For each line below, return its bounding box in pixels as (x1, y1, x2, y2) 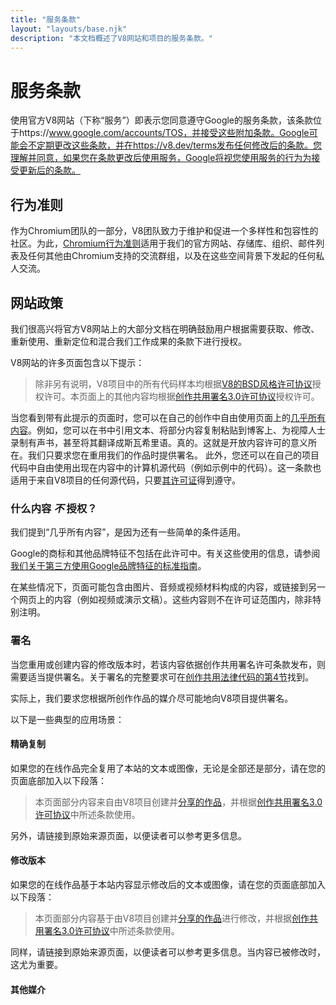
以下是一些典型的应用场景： (10, 713, 125, 725)
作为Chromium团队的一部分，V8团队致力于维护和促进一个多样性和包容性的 (10, 225, 319, 237)
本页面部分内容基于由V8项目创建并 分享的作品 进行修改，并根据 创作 (34, 912, 310, 924)
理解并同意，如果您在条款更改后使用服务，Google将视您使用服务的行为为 (10, 152, 312, 164)
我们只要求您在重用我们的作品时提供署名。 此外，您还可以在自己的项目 (27, 449, 320, 461)
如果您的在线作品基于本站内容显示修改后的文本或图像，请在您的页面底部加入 (10, 878, 326, 890)
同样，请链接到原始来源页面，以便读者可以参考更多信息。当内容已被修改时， (10, 946, 326, 958)
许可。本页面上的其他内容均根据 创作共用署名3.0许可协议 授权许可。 (43, 390, 320, 402)
